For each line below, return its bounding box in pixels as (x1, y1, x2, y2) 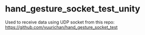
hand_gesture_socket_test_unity (5, 3, 141, 14)
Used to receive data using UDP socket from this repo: (5, 19, 115, 25)
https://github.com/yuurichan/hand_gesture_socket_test (5, 24, 118, 30)
